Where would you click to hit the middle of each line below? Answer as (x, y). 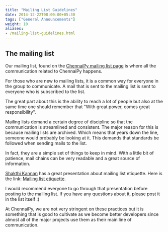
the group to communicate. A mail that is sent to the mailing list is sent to (80, 86)
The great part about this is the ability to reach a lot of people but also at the (84, 101)
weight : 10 (17, 24)
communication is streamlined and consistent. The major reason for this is (82, 127)
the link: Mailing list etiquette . (36, 179)
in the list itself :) (22, 199)
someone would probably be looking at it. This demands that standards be (82, 138)
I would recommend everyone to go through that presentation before (76, 188)
